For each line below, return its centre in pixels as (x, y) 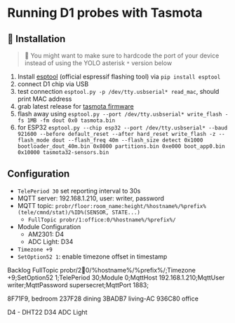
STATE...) (126, 212)
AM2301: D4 (46, 234)
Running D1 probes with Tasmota (105, 13)
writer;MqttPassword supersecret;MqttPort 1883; (78, 284)
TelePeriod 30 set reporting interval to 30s (79, 191)
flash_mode (33, 140)
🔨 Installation (36, 39)
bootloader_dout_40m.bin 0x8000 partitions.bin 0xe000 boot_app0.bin (121, 146)
